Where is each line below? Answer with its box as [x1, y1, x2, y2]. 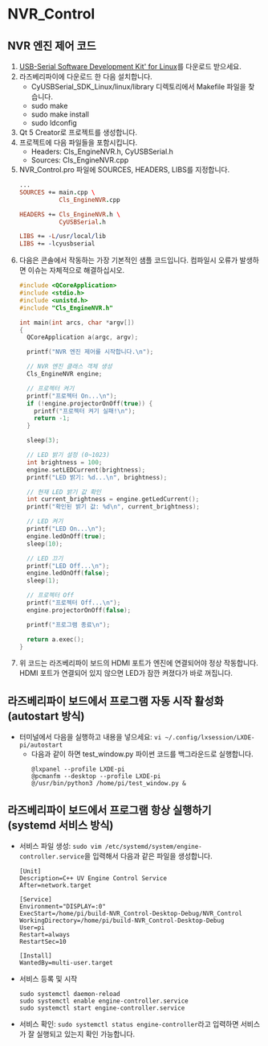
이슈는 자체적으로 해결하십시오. [27, 266, 125, 275]
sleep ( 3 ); [26, 436, 59, 445]
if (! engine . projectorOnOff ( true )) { [26, 399, 153, 407]
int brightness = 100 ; [26, 458, 103, 467]
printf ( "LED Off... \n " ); [26, 562, 110, 570]
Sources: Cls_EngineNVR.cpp [30, 155, 129, 165]
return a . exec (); [26, 635, 85, 644]
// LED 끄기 [26, 554, 63, 562]
